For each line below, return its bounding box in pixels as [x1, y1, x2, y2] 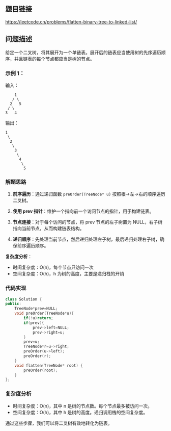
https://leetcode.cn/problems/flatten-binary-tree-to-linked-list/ [5, 18, 137, 24]
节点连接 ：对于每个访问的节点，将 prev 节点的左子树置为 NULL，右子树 [12, 219, 163, 225]
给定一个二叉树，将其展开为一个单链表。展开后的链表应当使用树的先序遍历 [5, 49, 161, 55]
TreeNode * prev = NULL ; [14, 306, 58, 311]
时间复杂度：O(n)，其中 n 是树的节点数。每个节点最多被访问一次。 [12, 402, 153, 409]
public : [5, 301, 22, 307]
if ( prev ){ [23, 320, 44, 325]
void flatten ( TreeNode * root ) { [14, 363, 83, 368]
